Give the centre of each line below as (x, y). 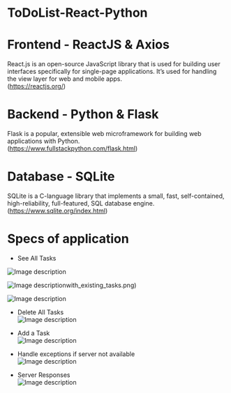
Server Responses (44, 375)
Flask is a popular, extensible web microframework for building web (104, 134)
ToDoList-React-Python (77, 13)
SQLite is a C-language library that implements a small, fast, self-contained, (116, 196)
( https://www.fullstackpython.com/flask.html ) (73, 148)
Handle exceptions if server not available (76, 354)
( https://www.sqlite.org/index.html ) (58, 211)
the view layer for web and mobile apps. (65, 79)
